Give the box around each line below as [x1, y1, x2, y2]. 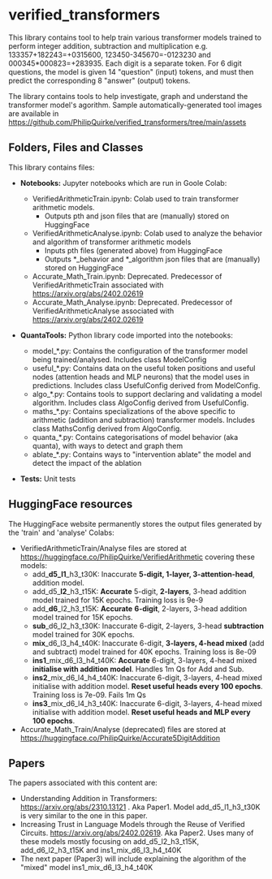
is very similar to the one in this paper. [19, 811, 148, 821]
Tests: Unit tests [19, 473, 76, 484]
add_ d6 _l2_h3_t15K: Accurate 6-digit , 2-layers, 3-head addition [32, 603, 248, 614]
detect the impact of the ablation [32, 458, 142, 468]
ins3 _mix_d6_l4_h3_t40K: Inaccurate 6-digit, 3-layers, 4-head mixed [32, 698, 262, 708]
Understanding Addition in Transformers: [19, 794, 158, 804]
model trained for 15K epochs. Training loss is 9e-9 [32, 595, 204, 605]
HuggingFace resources [8, 498, 133, 511]
